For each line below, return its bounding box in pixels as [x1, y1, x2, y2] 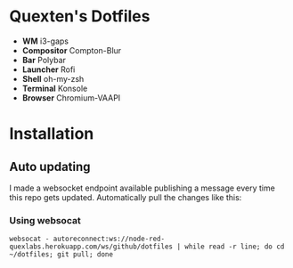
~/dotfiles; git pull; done [9, 250, 114, 259]
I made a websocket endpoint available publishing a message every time [9, 183, 276, 193]
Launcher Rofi [21, 64, 76, 75]
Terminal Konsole [21, 83, 88, 93]
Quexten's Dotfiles [9, 6, 151, 27]
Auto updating [9, 158, 91, 175]
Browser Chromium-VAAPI [21, 92, 121, 103]
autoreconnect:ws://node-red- [53, 234, 166, 244]
